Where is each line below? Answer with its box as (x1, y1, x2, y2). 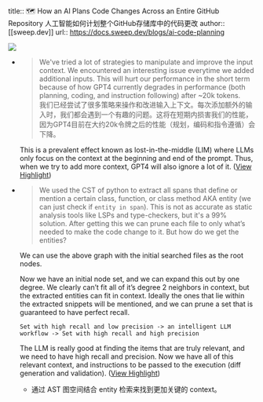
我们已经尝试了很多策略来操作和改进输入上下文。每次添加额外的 (38, 100, 246, 109)
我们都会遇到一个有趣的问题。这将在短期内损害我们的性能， (60, 110, 253, 119)
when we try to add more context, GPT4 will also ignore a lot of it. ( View (19, 162, 252, 171)
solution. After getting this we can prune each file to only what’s (38, 219, 246, 228)
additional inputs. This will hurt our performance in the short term (38, 74, 250, 83)
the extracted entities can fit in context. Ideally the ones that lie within (19, 291, 245, 300)
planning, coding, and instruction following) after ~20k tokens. (38, 91, 241, 100)
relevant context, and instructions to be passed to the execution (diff (19, 360, 242, 369)
